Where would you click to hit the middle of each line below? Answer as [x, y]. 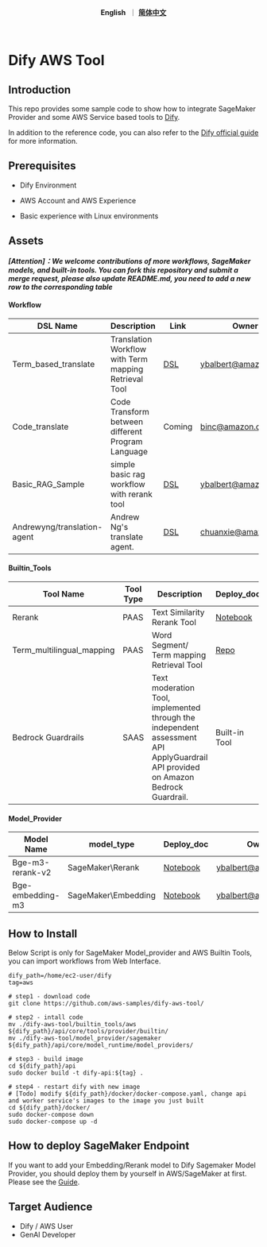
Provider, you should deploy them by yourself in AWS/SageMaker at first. [128, 1173]
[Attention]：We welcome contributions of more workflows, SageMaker [130, 261]
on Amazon [173, 778]
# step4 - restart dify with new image [74, 1087]
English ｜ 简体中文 [133, 12]
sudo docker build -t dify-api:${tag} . [76, 1073]
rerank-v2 [32, 873]
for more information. [43, 141]
